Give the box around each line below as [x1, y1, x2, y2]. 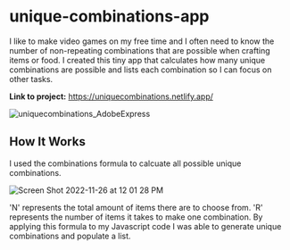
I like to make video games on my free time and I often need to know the [9, 36, 275, 46]
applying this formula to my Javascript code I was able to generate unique [9, 221, 282, 231]
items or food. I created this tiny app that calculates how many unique [9, 54, 266, 65]
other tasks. [9, 73, 54, 84]
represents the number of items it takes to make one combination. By [9, 212, 263, 222]
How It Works [9, 134, 87, 149]
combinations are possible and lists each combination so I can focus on [9, 64, 272, 75]
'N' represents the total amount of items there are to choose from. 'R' [9, 202, 263, 212]
